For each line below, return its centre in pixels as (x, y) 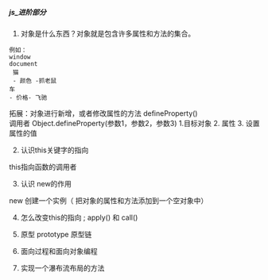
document (23, 63)
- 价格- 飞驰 (28, 98)
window (20, 57)
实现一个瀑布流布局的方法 (62, 268)
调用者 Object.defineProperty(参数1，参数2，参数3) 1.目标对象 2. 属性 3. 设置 (134, 123)
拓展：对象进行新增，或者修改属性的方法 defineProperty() (103, 113)
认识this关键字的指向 (54, 150)
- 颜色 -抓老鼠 (35, 81)
